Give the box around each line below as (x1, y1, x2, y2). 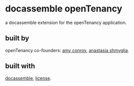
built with (5, 62, 35, 70)
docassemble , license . (5, 75, 51, 81)
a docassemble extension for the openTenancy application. (5, 19, 127, 25)
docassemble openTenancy (5, 3, 122, 14)
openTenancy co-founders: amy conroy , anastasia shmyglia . (5, 47, 129, 53)
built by (5, 34, 29, 42)
